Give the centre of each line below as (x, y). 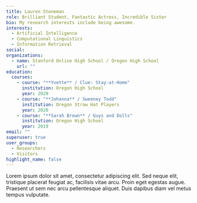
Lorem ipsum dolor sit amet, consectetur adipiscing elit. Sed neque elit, (92, 176)
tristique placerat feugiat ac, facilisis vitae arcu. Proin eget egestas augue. (96, 182)
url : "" (26, 66)
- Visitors (25, 154)
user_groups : (22, 143)
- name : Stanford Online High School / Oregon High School (85, 61)
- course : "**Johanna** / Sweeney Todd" (67, 99)
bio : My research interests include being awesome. (71, 22)
